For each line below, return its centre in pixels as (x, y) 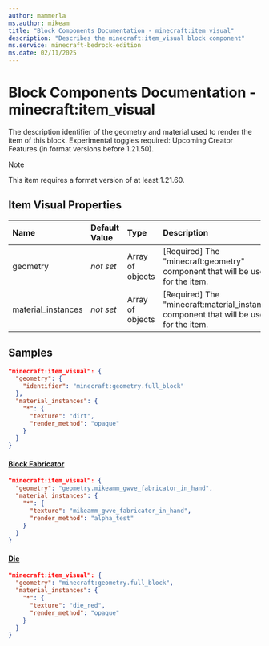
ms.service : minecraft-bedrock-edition (75, 46)
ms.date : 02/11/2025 (43, 53)
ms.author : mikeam (39, 23)
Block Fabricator (36, 464)
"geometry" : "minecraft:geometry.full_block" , (94, 583)
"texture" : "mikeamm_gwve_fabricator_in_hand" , (110, 511)
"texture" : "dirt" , (62, 416)
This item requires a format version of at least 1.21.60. (96, 180)
